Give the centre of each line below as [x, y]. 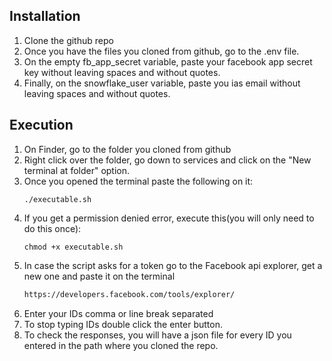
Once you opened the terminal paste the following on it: [138, 181]
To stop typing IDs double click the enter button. [123, 324]
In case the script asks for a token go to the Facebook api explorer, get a [173, 265]
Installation [45, 16]
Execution [41, 125]
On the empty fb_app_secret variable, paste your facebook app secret [168, 61]
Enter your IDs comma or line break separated [118, 313]
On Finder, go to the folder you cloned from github [127, 149]
